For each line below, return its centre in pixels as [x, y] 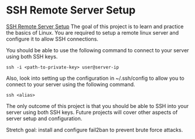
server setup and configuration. [44, 118]
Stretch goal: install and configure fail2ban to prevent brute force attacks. [95, 130]
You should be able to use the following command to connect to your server [97, 50]
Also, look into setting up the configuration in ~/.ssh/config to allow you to [95, 78]
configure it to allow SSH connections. [52, 39]
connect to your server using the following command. [71, 84]
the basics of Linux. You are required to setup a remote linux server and [93, 32]
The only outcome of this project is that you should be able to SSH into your [97, 106]
